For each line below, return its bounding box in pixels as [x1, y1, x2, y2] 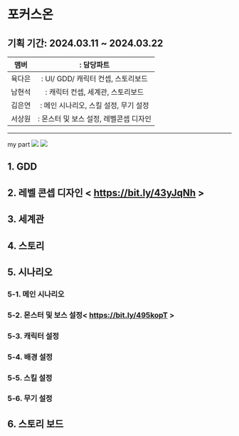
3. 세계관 [7, 213, 45, 225]
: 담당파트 [79, 60, 110, 70]
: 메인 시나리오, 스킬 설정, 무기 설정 [40, 100, 149, 110]
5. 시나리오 [7, 266, 53, 278]
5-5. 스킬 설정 [7, 373, 53, 383]
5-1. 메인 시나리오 [7, 289, 65, 299]
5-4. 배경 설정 [7, 352, 53, 362]
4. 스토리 [7, 239, 45, 251]
